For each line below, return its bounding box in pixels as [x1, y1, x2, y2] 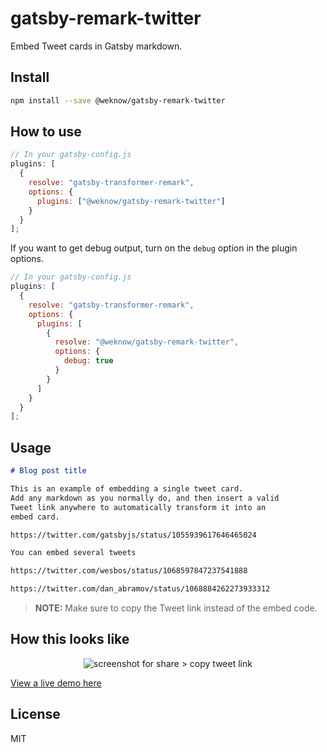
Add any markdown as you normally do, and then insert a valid [10, 493, 280, 503]
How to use [10, 123, 82, 141]
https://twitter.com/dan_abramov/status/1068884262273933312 [10, 584, 271, 594]
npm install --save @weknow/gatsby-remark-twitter [10, 95, 226, 106]
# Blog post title [10, 466, 87, 476]
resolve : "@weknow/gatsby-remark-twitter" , [54, 337, 240, 347]
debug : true [63, 356, 114, 366]
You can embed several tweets [10, 548, 137, 558]
